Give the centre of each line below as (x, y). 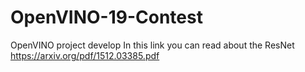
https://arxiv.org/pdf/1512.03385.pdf (85, 55)
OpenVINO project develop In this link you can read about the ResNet (152, 45)
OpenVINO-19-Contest (106, 17)
